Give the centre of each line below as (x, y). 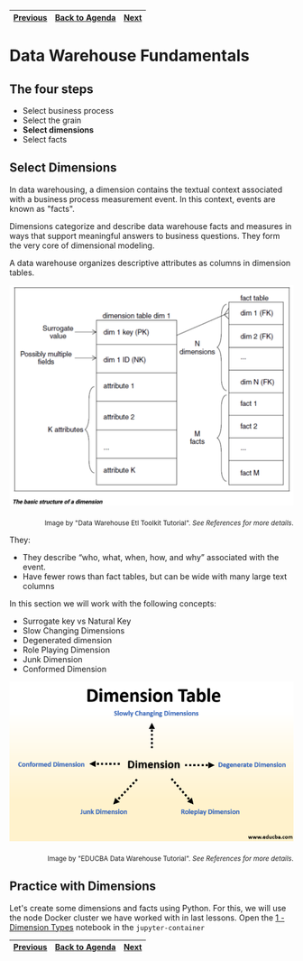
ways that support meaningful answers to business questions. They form (145, 236)
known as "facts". (42, 208)
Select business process (68, 111)
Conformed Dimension (64, 669)
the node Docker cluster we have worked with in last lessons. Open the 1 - (147, 918)
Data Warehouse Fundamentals (129, 56)
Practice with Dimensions (83, 887)
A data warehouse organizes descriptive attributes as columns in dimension (150, 263)
